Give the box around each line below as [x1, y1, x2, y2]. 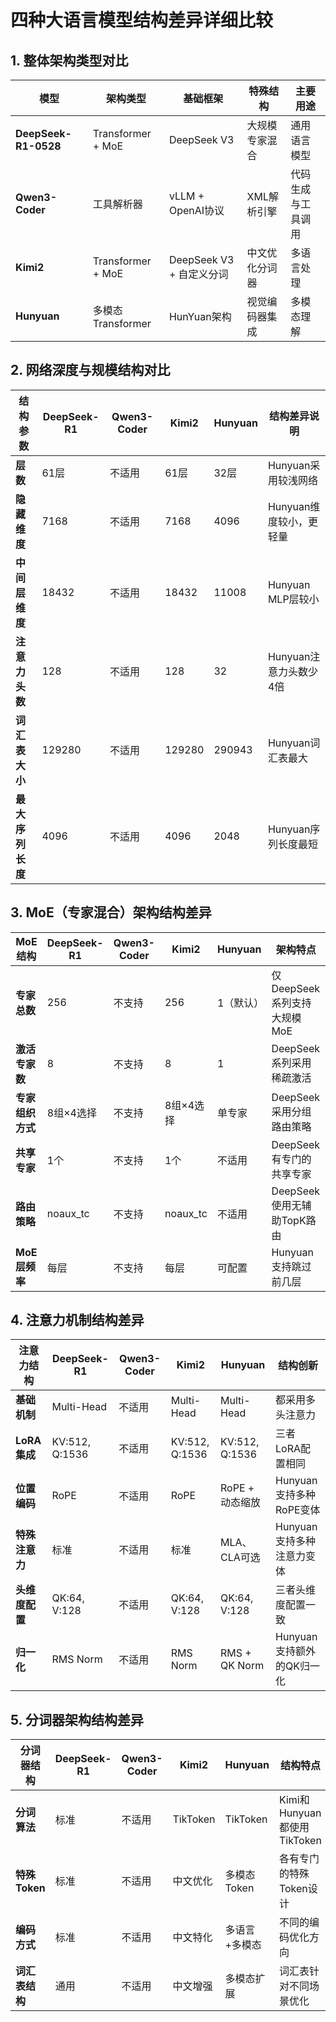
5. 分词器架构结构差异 [10, 1711, 144, 1728]
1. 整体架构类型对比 [10, 52, 129, 69]
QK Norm [220, 1659, 265, 1673]
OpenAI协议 [168, 204, 225, 217]
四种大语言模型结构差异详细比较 [10, 9, 274, 32]
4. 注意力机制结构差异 [10, 1312, 145, 1329]
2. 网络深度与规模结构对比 [10, 362, 171, 379]
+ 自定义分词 [168, 267, 229, 281]
